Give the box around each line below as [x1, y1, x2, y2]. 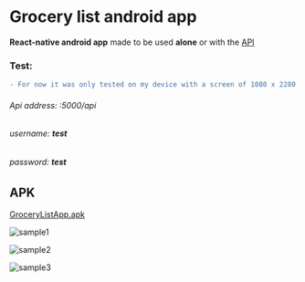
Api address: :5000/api [9, 99, 97, 110]
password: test [9, 156, 67, 167]
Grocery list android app [9, 6, 197, 27]
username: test [9, 128, 68, 139]
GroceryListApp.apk [9, 208, 85, 220]
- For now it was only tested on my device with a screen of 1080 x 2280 [9, 80, 297, 89]
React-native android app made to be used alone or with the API [9, 37, 255, 47]
